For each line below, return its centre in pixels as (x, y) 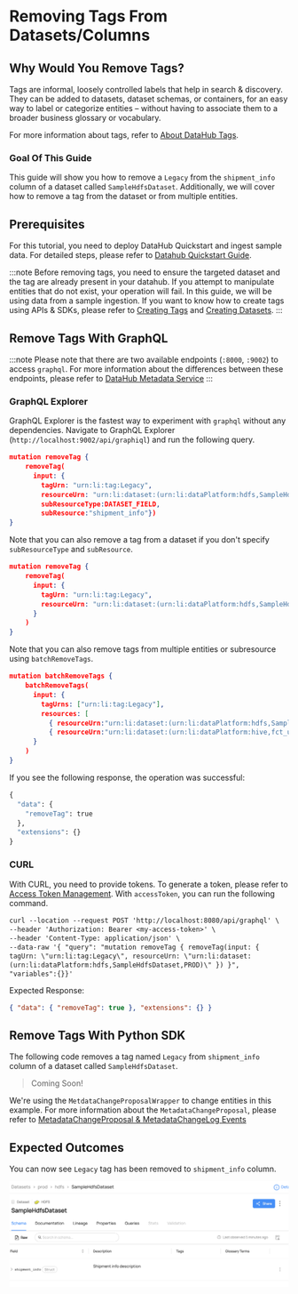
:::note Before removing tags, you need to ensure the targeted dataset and (145, 272)
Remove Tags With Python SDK (98, 1035)
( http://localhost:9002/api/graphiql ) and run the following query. (132, 440)
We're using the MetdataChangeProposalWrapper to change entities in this (141, 1101)
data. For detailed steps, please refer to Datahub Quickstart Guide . (130, 255)
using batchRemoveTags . (51, 659)
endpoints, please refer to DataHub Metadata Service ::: (111, 378)
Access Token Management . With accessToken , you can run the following (142, 893)
